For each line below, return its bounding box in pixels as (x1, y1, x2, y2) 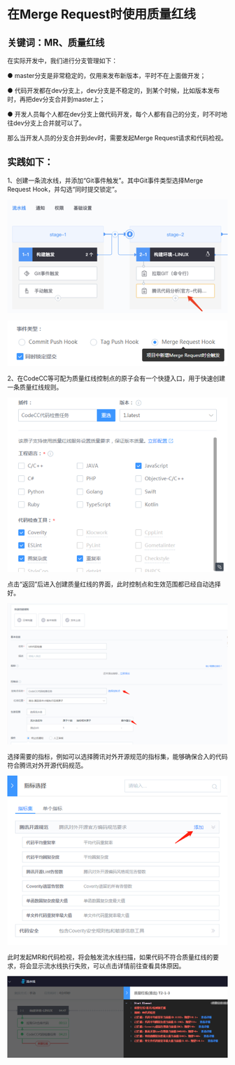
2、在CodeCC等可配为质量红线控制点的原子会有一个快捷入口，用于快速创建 (7, 373, 226, 383)
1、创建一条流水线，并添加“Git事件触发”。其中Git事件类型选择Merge (7, 176, 204, 185)
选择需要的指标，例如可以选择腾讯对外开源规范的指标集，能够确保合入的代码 (7, 753, 228, 761)
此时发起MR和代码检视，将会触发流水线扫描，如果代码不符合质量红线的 (7, 953, 213, 962)
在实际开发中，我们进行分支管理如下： (7, 57, 117, 65)
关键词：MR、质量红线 (7, 37, 105, 48)
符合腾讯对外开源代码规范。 (7, 761, 87, 769)
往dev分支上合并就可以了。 (7, 119, 86, 127)
